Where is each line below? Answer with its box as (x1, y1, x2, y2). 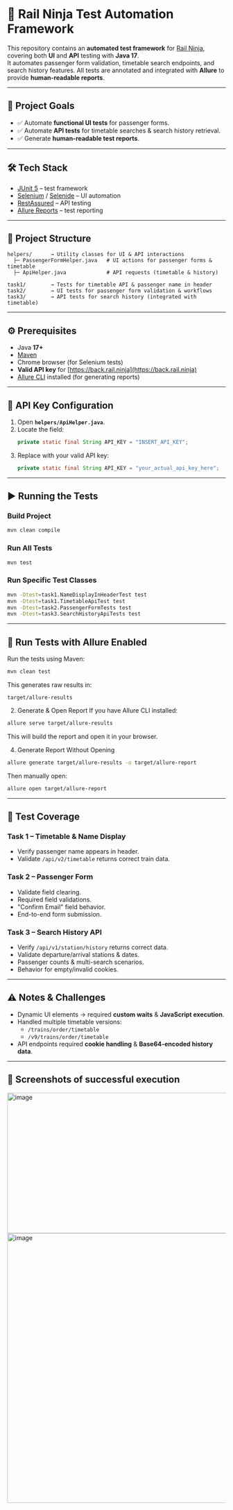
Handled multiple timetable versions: (17, 1017, 123, 1026)
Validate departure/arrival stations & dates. (17, 950, 140, 958)
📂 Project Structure (7, 232, 92, 244)
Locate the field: (17, 425, 64, 433)
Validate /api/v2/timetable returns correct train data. (17, 855, 171, 863)
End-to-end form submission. (17, 910, 102, 918)
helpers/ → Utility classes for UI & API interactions (7, 251, 185, 258)
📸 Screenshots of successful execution (7, 1074, 180, 1085)
